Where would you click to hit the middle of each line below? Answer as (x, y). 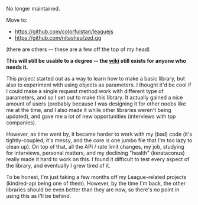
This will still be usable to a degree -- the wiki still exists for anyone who (96, 61)
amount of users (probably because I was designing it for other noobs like (96, 104)
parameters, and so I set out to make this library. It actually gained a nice (95, 97)
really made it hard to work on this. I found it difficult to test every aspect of (98, 159)
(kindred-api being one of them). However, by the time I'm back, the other (96, 183)
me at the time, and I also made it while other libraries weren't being (89, 110)
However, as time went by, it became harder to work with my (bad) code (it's (99, 134)
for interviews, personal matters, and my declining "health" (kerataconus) (95, 153)
